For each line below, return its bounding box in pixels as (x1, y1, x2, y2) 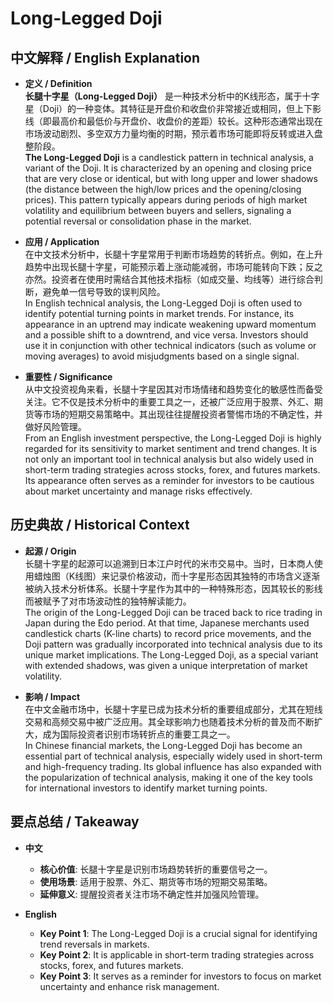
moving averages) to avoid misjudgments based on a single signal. (24, 350, 300, 362)
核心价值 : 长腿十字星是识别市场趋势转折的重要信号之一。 (39, 863, 273, 875)
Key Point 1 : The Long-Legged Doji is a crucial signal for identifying (39, 927, 318, 939)
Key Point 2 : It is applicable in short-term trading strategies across (39, 948, 315, 961)
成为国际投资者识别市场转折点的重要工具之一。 (42, 728, 236, 740)
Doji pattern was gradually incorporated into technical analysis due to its (24, 638, 323, 650)
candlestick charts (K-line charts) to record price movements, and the (24, 627, 312, 639)
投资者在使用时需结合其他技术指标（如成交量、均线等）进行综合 (51, 273, 315, 285)
